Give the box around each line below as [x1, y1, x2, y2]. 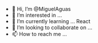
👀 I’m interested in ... [11, 12, 62, 19]
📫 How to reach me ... [11, 31, 67, 37]
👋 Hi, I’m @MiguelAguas [11, 6, 71, 12]
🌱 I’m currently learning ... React [11, 18, 91, 24]
